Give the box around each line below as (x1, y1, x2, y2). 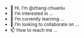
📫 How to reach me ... (10, 27, 58, 33)
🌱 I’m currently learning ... (10, 16, 65, 22)
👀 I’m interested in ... (10, 10, 53, 16)
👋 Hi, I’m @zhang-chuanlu (10, 5, 65, 11)
